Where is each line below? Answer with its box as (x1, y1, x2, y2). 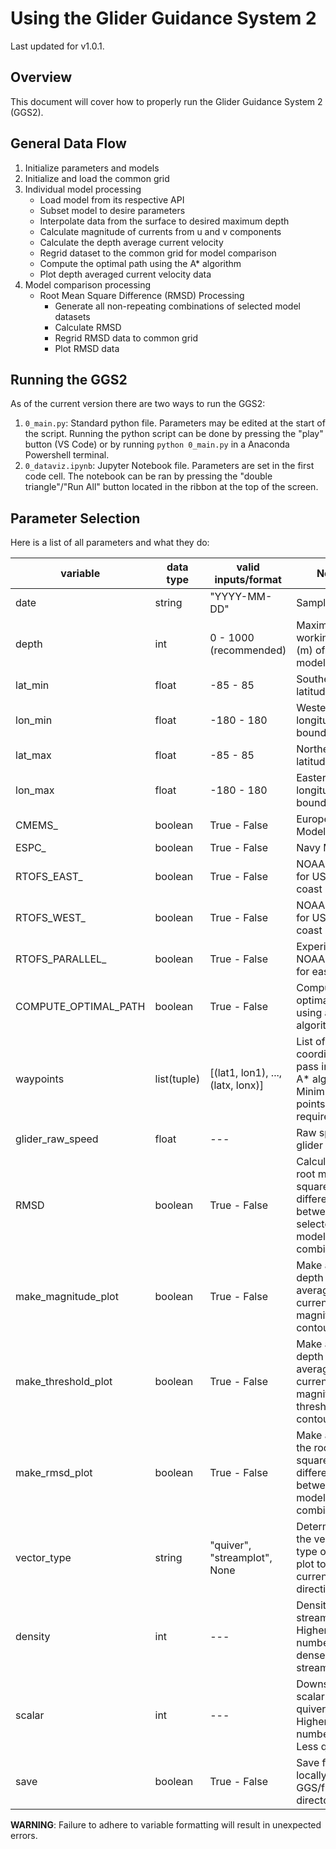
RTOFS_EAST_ (15, 870, 83, 884)
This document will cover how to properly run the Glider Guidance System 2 (10, 95, 323, 107)
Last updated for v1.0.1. (10, 40, 105, 52)
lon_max (15, 783, 55, 797)
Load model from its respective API (39, 193, 185, 206)
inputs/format (214, 573, 282, 587)
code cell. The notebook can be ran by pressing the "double (24, 470, 273, 482)
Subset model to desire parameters (39, 204, 186, 216)
